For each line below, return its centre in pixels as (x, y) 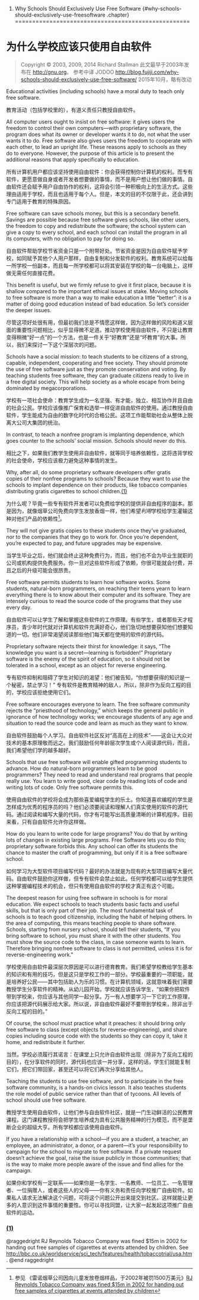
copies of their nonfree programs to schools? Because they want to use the (98, 478)
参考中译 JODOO (94, 72)
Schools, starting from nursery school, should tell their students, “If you (93, 929)
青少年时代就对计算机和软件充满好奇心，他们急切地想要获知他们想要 (105, 627)
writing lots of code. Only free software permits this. (70, 787)
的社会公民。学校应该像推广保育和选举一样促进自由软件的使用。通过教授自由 (99, 408)
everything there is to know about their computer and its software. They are (98, 594)
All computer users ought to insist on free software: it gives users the (90, 122)
